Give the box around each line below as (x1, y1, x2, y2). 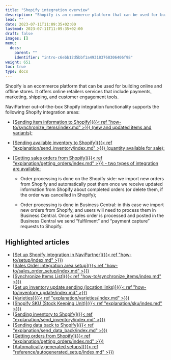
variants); (12, 130, 33, 135)
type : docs (5, 69, 28, 74)
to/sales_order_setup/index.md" (12, 268, 80, 274)
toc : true (5, 64, 26, 69)
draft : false (5, 31, 33, 36)
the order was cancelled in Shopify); (20, 192, 97, 198)
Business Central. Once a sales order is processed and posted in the (20, 212, 164, 218)
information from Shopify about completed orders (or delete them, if (20, 186, 163, 192)
